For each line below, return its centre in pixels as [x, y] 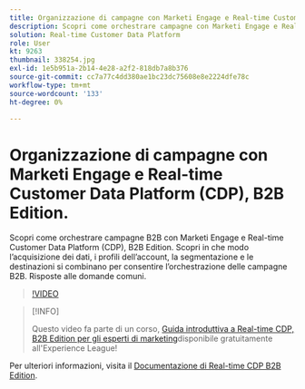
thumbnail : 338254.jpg [52, 60]
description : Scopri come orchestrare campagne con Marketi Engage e [144, 26]
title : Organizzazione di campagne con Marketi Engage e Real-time [140, 18]
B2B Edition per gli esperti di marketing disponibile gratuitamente [152, 339]
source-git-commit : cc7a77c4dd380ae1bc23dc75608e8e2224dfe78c [129, 77]
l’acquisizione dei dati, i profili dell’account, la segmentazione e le [132, 257]
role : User [30, 43]
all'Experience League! [74, 348]
